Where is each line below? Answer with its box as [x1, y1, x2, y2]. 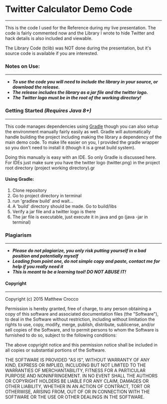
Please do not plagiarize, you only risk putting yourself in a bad [12, 248, 147, 254]
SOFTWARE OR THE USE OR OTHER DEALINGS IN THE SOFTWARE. [5, 394, 145, 400]
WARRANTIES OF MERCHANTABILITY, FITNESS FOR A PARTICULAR [5, 368, 146, 374]
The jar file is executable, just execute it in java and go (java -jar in [12, 214, 148, 220]
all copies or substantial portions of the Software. [5, 347, 106, 353]
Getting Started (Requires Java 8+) [5, 107, 92, 114]
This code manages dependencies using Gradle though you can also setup [5, 123, 159, 129]
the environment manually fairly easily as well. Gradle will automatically [5, 128, 151, 134]
